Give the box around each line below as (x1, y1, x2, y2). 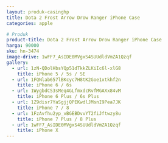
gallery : (6, 59, 29, 66)
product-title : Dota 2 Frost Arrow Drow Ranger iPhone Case (6, 37, 163, 43)
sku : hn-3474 (6, 48, 40, 55)
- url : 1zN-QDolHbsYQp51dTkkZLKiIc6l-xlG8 (12, 65, 121, 71)
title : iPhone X (17, 127, 59, 134)
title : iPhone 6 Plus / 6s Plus (17, 94, 99, 100)
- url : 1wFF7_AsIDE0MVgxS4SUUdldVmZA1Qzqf (12, 122, 121, 128)
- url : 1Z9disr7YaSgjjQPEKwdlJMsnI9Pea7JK (12, 99, 121, 105)
